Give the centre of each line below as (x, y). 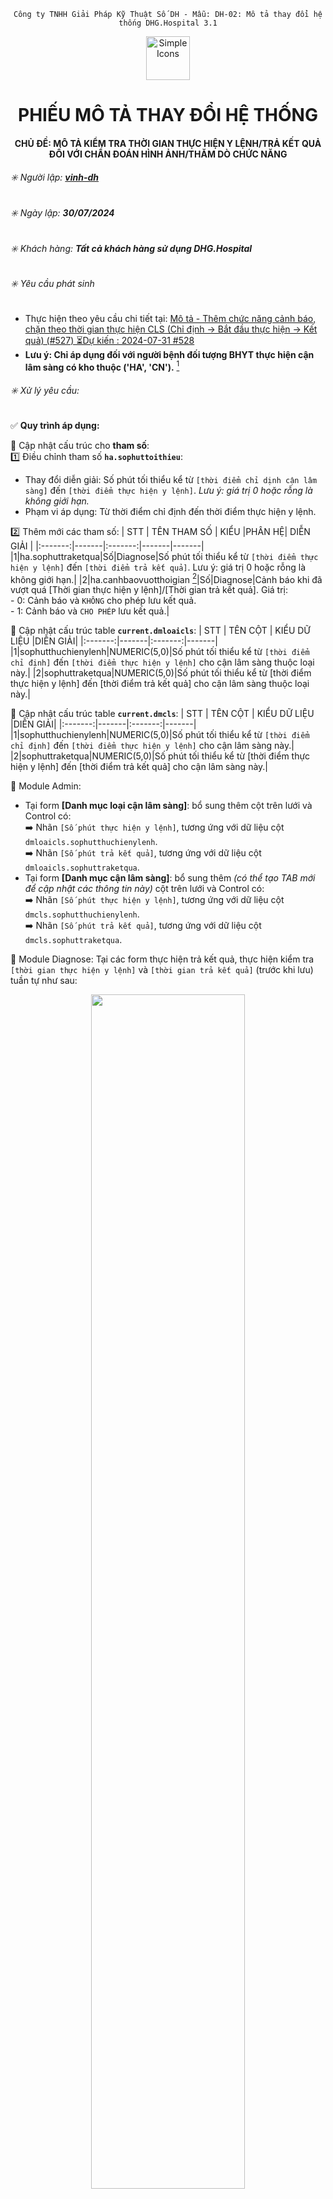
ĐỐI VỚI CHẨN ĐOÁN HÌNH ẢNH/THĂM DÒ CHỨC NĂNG (168, 154)
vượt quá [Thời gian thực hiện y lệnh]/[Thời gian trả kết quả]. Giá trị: (149, 590)
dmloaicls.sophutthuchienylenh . (91, 842)
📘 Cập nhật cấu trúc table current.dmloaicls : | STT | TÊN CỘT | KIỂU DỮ (160, 631)
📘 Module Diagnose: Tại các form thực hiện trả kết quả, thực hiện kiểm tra (162, 959)
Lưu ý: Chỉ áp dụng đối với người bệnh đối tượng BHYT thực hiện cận (169, 354)
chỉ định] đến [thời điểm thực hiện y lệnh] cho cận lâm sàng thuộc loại (162, 662)
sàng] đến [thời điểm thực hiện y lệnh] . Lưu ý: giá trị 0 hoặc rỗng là (168, 490)
